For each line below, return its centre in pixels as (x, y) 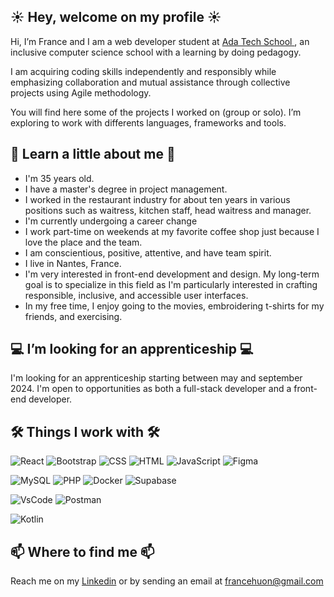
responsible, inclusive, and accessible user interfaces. (136, 295)
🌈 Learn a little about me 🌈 (93, 154)
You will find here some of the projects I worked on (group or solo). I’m (156, 112)
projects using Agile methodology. (81, 92)
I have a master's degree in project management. (126, 189)
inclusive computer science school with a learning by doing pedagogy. (156, 52)
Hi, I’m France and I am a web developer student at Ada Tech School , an (160, 41)
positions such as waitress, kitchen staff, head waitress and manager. (168, 210)
